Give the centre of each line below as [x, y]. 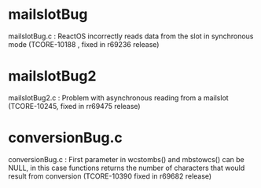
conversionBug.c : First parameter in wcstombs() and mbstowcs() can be [127, 159]
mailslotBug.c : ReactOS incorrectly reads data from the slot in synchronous [131, 36]
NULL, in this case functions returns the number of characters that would [127, 168]
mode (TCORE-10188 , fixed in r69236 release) [84, 44]
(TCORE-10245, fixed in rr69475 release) [74, 106]
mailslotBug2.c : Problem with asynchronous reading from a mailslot [119, 98]
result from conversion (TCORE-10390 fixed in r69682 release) [110, 176]
